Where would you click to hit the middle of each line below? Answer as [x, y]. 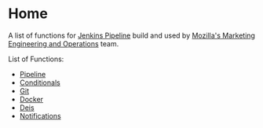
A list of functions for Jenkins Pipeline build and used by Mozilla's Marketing [131, 35]
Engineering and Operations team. [64, 43]
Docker [31, 99]
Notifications [40, 115]
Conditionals [40, 82]
